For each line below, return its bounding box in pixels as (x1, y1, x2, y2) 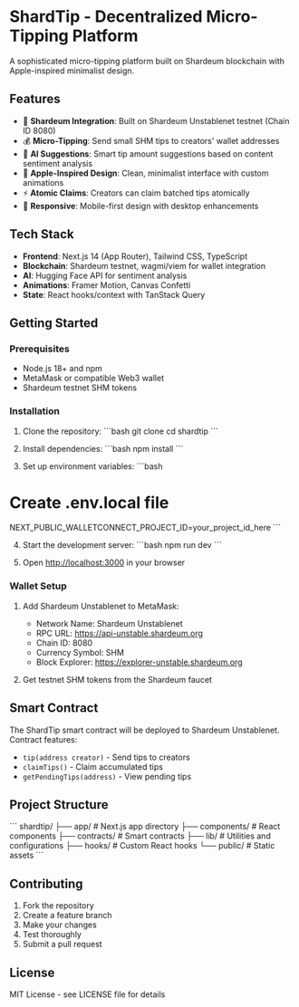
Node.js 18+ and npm (22, 363, 102, 374)
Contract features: (9, 734, 78, 744)
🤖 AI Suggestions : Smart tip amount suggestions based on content (22, 148, 274, 159)
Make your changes (22, 919, 97, 930)
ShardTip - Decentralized (9, 6, 203, 27)
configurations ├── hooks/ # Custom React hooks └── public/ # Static (9, 840, 275, 851)
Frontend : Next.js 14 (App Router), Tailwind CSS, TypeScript (22, 251, 247, 262)
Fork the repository (22, 900, 95, 911)
